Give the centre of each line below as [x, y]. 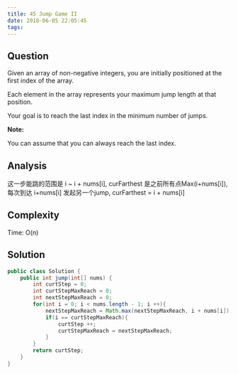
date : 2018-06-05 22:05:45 [47, 21]
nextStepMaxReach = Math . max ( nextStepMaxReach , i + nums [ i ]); [139, 311]
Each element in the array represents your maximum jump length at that [112, 95]
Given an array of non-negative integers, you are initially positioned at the [115, 73]
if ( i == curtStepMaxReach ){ [87, 317]
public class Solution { [44, 271]
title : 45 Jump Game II [42, 14]
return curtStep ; [58, 351]
